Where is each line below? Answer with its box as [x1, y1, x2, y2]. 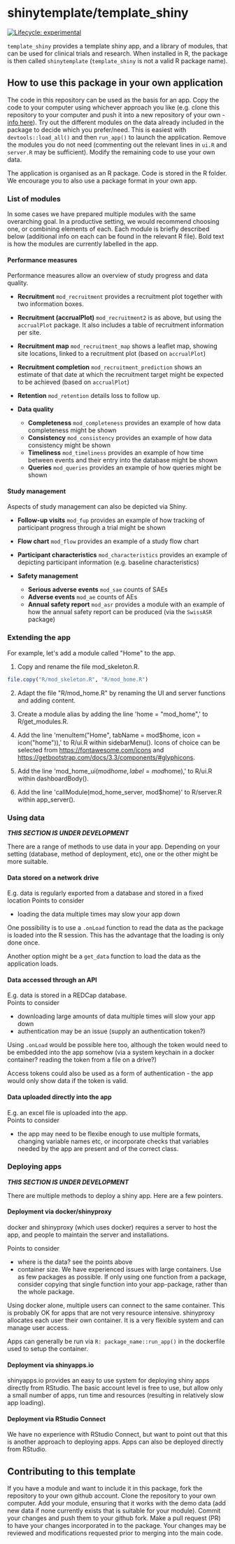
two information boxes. [17, 300, 84, 308]
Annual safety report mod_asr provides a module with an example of [27, 600, 225, 608]
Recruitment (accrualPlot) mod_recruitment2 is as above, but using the [17, 314, 222, 322]
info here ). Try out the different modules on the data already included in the [7, 118, 225, 126]
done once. [7, 938, 41, 947]
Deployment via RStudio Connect [7, 1414, 106, 1423]
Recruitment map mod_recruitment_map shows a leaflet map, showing [17, 342, 218, 350]
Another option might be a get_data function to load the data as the [7, 952, 201, 961]
